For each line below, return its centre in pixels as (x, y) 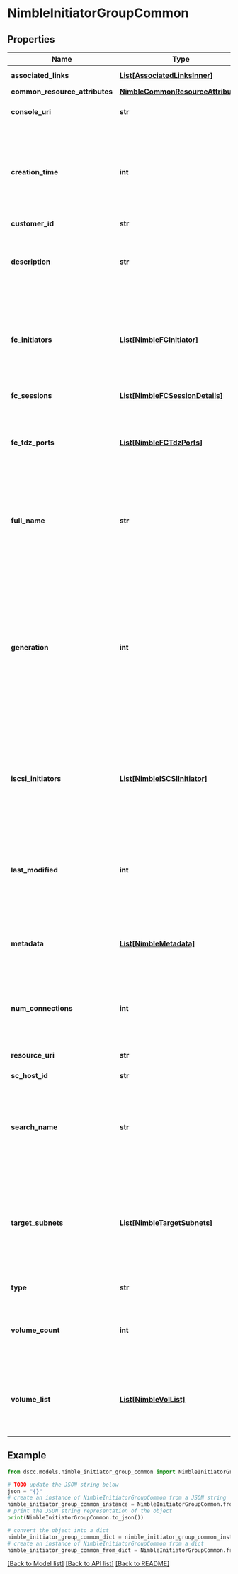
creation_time (35, 172)
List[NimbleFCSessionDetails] (171, 395)
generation (30, 647)
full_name (28, 521)
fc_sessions (32, 395)
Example (27, 1456)
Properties (31, 39)
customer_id (33, 223)
